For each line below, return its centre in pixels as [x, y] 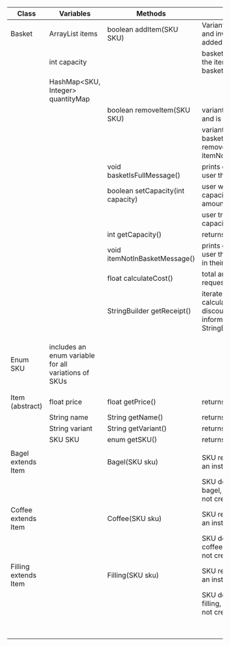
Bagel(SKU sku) [133, 462]
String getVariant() [137, 428]
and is [211, 118]
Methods [151, 13]
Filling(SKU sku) [133, 575]
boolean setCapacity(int [146, 191]
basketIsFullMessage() [144, 175]
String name [69, 417]
